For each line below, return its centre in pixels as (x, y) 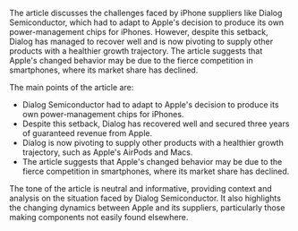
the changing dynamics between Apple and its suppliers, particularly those (147, 208)
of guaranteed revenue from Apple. (87, 133)
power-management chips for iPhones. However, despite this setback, (139, 32)
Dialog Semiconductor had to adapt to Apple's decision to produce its (150, 105)
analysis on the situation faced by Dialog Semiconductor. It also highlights (145, 198)
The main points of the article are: (72, 87)
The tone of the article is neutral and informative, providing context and (140, 188)
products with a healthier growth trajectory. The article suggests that (136, 51)
